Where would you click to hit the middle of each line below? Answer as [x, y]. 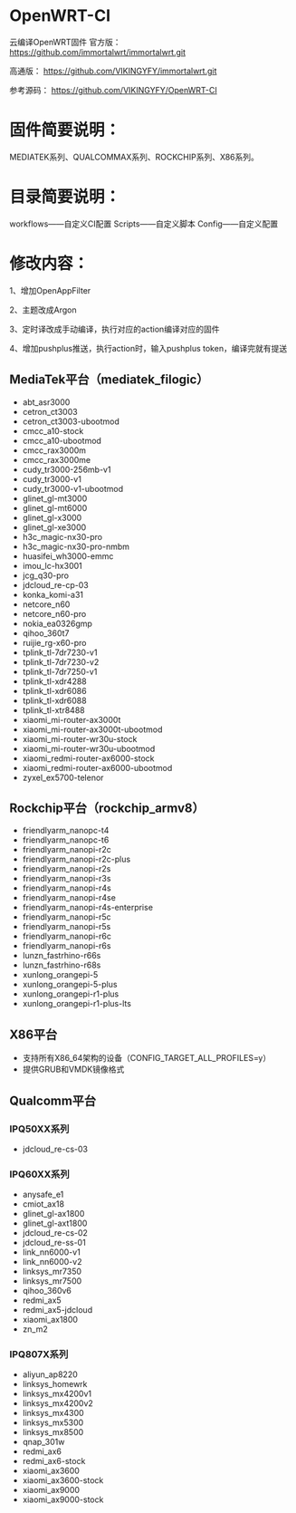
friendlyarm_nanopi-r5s [67, 927]
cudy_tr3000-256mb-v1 [67, 469]
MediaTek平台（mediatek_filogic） [109, 380]
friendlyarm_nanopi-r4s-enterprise [88, 908]
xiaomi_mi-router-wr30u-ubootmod [89, 748]
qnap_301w [43, 1442]
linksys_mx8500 [53, 1432]
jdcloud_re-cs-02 [55, 1233]
